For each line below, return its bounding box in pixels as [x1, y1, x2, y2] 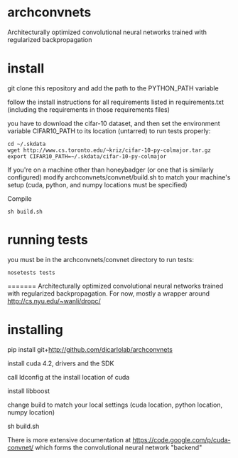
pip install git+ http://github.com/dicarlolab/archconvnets [7, 345, 173, 353]
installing [7, 322, 64, 338]
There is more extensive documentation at [7, 435, 131, 444]
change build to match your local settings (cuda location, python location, [7, 400, 222, 409]
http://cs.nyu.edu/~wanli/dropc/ [7, 296, 101, 305]
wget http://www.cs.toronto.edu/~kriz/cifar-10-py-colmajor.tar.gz [7, 147, 212, 154]
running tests [7, 232, 89, 248]
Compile [7, 194, 32, 203]
